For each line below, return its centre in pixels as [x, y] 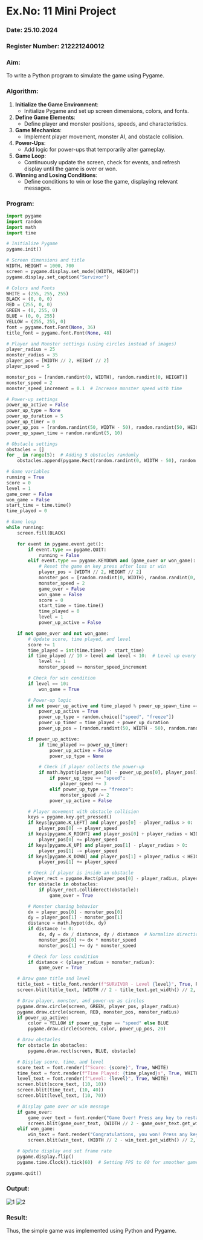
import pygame [24, 216]
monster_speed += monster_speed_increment [93, 667]
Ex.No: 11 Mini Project [61, 11]
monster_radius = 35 [32, 355]
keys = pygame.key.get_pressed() [70, 817]
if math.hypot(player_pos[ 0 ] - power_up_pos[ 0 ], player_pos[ [117, 773]
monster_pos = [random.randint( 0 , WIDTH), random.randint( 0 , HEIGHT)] [97, 377]
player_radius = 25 [31, 349]
